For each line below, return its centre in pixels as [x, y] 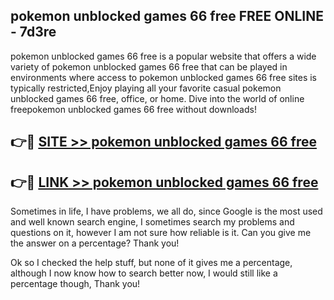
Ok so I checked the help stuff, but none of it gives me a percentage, [151, 263]
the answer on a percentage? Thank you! [95, 243]
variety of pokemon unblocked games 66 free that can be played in [149, 66]
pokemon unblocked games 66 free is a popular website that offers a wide [163, 56]
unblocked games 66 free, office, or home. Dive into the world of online [157, 98]
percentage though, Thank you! [75, 284]
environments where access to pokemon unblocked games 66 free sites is [163, 77]
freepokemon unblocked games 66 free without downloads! [133, 109]
